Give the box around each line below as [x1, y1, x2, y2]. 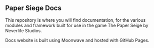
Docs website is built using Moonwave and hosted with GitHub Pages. [5, 37, 149, 43]
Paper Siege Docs [5, 4, 61, 12]
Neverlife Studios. [5, 27, 42, 34]
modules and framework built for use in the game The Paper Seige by [5, 22, 148, 28]
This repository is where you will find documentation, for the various [5, 17, 146, 23]
